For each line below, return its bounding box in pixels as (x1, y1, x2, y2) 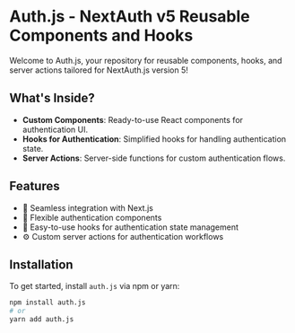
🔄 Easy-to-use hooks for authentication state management (22, 222, 239, 232)
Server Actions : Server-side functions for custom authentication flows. (22, 153, 286, 163)
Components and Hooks (9, 25, 194, 46)
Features (9, 179, 60, 194)
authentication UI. (22, 124, 88, 135)
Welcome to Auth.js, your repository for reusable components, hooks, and (9, 55, 282, 66)
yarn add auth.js (9, 315, 74, 324)
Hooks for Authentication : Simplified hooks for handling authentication (22, 133, 287, 145)
